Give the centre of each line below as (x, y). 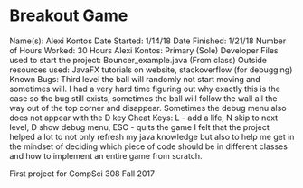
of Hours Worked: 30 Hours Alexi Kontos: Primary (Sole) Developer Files (144, 50)
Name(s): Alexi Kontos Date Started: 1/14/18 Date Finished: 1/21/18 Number (148, 41)
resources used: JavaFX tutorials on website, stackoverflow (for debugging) (151, 70)
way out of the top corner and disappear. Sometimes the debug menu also (148, 108)
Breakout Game (69, 16)
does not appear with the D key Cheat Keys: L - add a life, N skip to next (144, 117)
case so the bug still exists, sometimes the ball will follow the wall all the (143, 98)
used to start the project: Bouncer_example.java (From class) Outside (138, 60)
